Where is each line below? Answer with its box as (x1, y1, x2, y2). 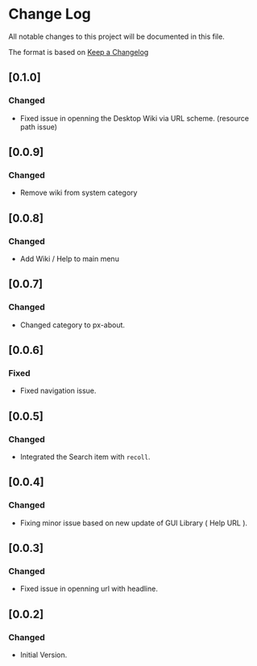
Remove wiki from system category (19, 188, 138, 198)
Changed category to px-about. (19, 320, 126, 330)
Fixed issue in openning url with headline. (19, 584, 159, 594)
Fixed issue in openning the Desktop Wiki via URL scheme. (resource (19, 113, 250, 123)
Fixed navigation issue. (19, 386, 97, 396)
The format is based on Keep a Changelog (8, 47, 149, 57)
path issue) (19, 122, 58, 132)
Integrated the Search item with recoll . (19, 452, 151, 462)
